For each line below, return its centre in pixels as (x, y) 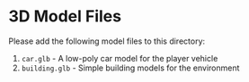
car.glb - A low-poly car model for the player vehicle (120, 58)
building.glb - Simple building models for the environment (130, 68)
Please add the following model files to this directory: (107, 41)
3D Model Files (65, 16)
